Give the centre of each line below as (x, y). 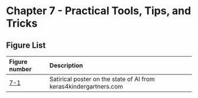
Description (66, 65)
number (20, 69)
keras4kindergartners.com (86, 86)
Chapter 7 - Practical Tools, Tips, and (99, 11)
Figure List (26, 45)
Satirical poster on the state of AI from (102, 79)
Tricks (22, 23)
